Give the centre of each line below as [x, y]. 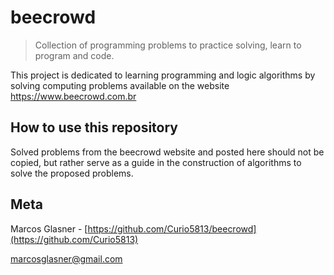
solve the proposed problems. [72, 173]
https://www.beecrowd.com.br [73, 96]
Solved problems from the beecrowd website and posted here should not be [167, 152]
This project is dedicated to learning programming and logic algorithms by [163, 75]
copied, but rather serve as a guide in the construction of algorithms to [156, 162]
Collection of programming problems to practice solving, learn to [168, 45]
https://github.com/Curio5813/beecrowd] [172, 228]
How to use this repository [94, 127]
